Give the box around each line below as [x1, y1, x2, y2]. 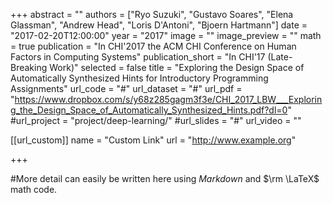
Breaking [10, 62, 48, 73]
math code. [10, 184, 58, 195]
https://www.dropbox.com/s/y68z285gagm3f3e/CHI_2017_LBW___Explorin [14, 94, 323, 105]
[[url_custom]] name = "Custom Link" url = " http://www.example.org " [10, 134, 297, 146]
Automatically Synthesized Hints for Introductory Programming [10, 72, 269, 84]
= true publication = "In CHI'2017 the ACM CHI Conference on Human [10, 40, 297, 52]
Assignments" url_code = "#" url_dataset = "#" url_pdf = [10, 83, 243, 94]
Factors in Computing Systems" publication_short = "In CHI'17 [10, 51, 266, 63]
